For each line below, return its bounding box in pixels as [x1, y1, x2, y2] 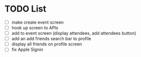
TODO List [4, 3, 47, 14]
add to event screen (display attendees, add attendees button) [11, 30, 137, 36]
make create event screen [11, 19, 64, 25]
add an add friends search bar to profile [11, 36, 92, 42]
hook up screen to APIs [11, 25, 59, 30]
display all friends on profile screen [11, 41, 82, 47]
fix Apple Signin [11, 47, 44, 53]
